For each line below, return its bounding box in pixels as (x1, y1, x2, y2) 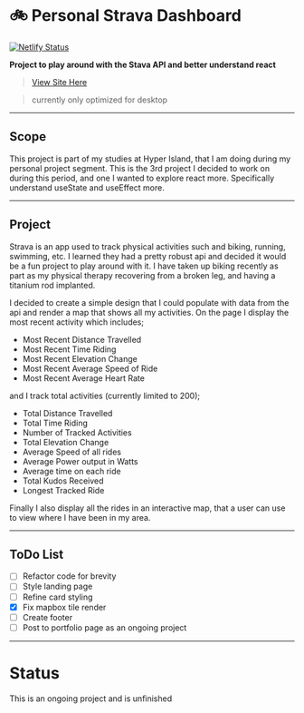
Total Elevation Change (22, 436, 109, 447)
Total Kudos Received (22, 475, 104, 486)
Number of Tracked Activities (22, 426, 133, 438)
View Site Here (31, 76, 88, 87)
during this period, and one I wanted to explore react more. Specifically (9, 172, 274, 183)
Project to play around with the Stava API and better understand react (9, 59, 276, 70)
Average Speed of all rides (22, 446, 122, 457)
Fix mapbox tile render (22, 601, 107, 612)
